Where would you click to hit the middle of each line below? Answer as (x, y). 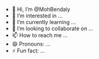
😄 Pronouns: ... (31, 44)
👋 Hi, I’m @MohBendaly (41, 9)
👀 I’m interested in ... (37, 16)
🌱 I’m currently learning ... (44, 22)
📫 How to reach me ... (40, 35)
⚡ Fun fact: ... (28, 51)
